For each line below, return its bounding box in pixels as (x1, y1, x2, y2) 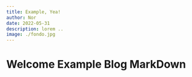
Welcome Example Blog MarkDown (6, 58, 187, 72)
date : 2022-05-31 (6, 20, 50, 26)
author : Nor (6, 15, 36, 21)
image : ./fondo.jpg (6, 32, 56, 38)
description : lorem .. (6, 25, 64, 32)
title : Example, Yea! (6, 8, 61, 15)
